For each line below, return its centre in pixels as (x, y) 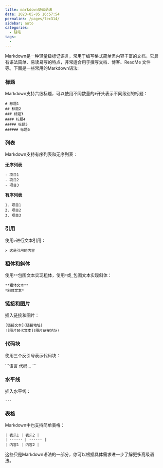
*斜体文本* (15, 290)
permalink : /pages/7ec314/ (32, 19)
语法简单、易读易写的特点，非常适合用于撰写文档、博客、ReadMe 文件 (80, 62)
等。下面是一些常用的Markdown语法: (42, 68)
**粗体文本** (17, 285)
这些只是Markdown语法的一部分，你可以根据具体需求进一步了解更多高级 (77, 454)
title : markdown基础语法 (29, 10)
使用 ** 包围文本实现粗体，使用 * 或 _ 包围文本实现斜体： (58, 275)
